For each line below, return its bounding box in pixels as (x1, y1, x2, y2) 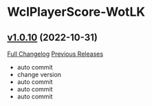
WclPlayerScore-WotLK (7, 4, 146, 20)
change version (17, 70, 62, 78)
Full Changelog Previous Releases (7, 50, 104, 58)
